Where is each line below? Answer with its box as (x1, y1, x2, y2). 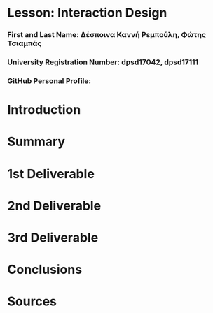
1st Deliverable (7, 166, 95, 182)
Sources (7, 293, 57, 310)
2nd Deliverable (7, 198, 102, 214)
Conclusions (7, 262, 83, 277)
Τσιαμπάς (7, 38, 42, 48)
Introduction (7, 102, 81, 118)
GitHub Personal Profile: (7, 75, 92, 85)
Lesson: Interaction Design (7, 5, 167, 21)
